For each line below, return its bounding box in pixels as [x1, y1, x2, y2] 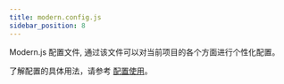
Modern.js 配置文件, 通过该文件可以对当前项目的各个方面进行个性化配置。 [9, 46, 280, 57]
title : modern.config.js [9, 12, 102, 22]
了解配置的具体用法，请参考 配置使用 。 [9, 65, 153, 76]
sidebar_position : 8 [9, 21, 87, 30]
